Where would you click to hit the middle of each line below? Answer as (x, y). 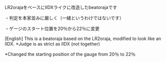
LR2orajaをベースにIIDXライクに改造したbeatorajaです (61, 7)
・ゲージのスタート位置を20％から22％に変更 (52, 28)
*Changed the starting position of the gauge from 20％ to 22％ (70, 54)
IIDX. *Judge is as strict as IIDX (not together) (52, 44)
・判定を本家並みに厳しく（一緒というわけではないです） (64, 18)
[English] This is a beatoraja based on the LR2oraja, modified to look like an (83, 38)
